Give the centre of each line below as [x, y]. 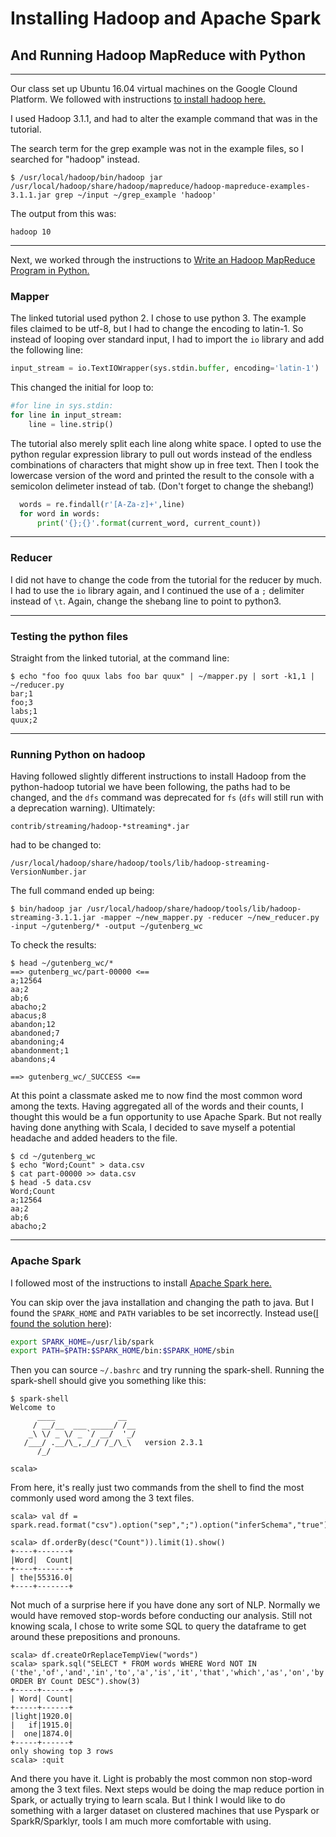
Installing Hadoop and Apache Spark [166, 18]
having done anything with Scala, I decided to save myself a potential [153, 1128]
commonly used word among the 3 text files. [102, 1498]
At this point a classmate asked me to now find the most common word [156, 1096]
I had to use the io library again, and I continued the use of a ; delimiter [157, 590]
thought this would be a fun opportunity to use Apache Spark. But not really [166, 1117]
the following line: [46, 350]
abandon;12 [33, 1025]
